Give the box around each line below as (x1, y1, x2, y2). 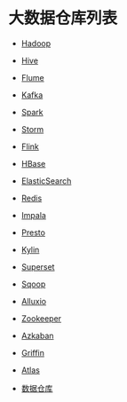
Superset (20, 261, 55, 272)
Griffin (20, 347, 45, 358)
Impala (20, 209, 46, 220)
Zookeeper (20, 312, 62, 324)
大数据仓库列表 (8, 8, 118, 28)
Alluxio (20, 296, 46, 306)
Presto (20, 227, 46, 238)
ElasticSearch (20, 175, 72, 186)
